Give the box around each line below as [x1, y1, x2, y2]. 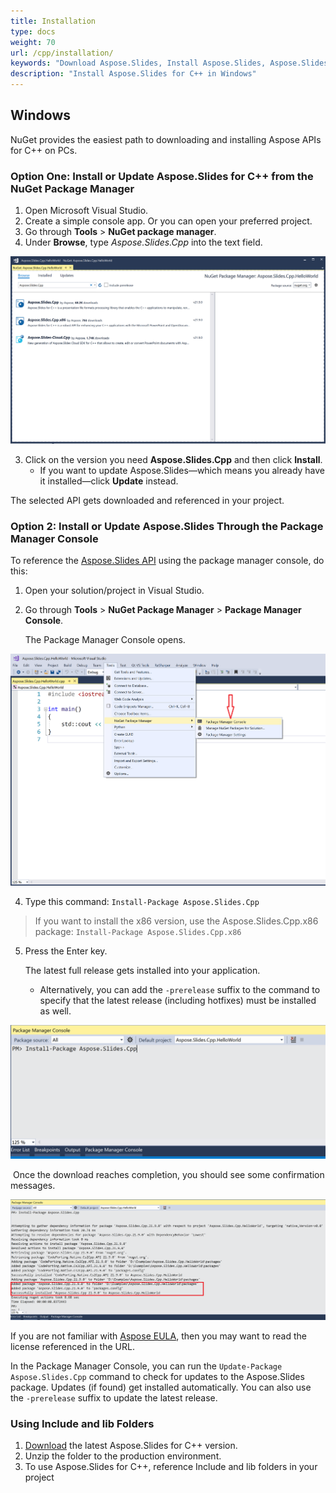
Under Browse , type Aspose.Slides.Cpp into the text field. [24, 236, 263, 249]
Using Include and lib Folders [10, 1416, 155, 1430]
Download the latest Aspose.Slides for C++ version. [24, 1439, 238, 1451]
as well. [39, 1005, 72, 1017]
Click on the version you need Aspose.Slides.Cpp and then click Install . [24, 453, 323, 465]
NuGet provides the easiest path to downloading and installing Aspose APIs [10, 133, 322, 145]
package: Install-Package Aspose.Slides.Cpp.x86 [34, 926, 242, 938]
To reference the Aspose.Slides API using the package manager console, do [10, 555, 325, 567]
